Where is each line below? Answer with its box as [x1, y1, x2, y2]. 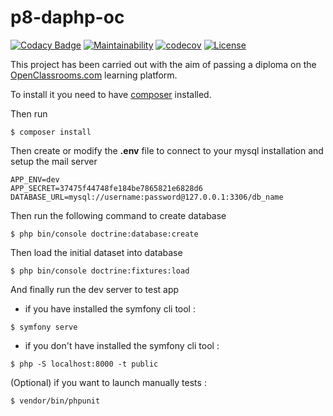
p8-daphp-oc [10, 6, 125, 29]
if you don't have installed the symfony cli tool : [24, 339, 220, 351]
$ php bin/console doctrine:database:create [10, 229, 199, 239]
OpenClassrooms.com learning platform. [10, 69, 178, 81]
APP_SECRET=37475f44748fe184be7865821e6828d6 [10, 183, 203, 193]
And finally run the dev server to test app [10, 283, 180, 295]
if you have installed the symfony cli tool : [24, 302, 196, 315]
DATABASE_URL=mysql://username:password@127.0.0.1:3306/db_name [10, 192, 284, 202]
